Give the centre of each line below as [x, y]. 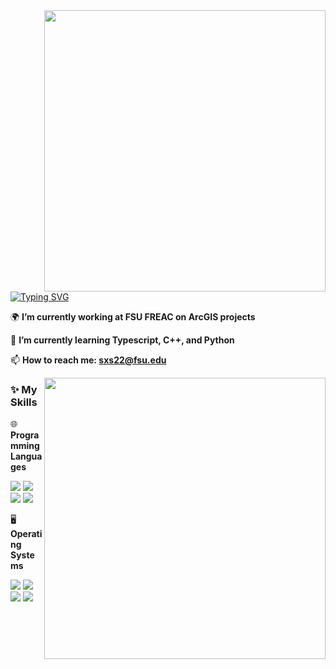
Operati [26, 534]
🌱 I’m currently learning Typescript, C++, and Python [122, 340]
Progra [25, 435]
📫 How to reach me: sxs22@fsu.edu [88, 360]
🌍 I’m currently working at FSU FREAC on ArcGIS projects [133, 317]
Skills [24, 402]
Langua [26, 456]
